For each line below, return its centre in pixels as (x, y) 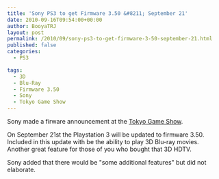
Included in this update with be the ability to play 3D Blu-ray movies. (103, 142)
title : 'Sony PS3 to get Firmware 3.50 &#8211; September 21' (98, 13)
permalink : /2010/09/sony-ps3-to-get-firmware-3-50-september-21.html (110, 39)
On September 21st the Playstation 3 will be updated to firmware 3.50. (106, 135)
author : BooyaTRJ (32, 26)
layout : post (26, 32)
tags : (15, 70)
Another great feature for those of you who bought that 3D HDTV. (99, 149)
